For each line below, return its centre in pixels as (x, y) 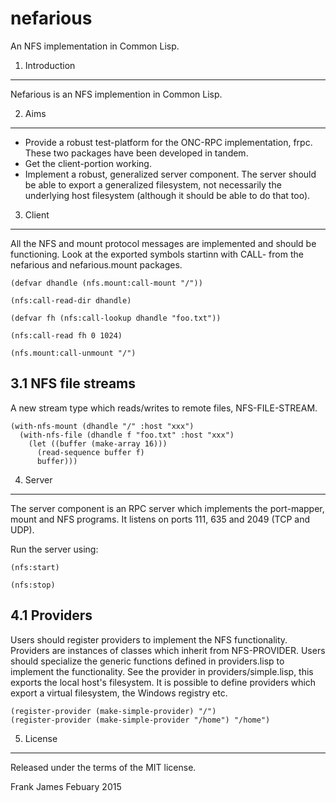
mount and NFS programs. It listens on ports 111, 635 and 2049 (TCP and (160, 519)
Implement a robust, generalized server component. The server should (170, 174)
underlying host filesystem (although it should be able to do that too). (167, 195)
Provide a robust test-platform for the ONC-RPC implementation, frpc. (168, 142)
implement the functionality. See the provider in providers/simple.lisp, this (162, 671)
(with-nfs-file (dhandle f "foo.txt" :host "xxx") (127, 435)
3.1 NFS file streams (73, 383)
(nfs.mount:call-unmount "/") (73, 353)
